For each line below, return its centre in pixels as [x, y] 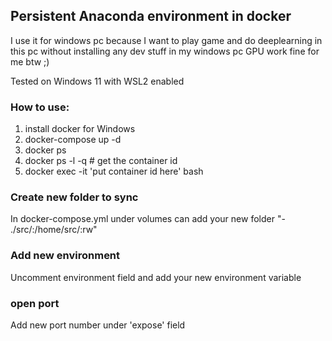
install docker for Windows [80, 129]
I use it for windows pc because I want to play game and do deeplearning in [166, 40]
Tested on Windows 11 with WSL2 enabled [97, 81]
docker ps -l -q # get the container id [101, 161]
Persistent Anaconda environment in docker [151, 16]
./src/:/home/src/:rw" [54, 230]
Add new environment [65, 256]
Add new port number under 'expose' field [98, 325]
